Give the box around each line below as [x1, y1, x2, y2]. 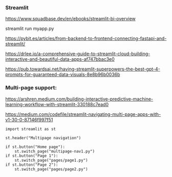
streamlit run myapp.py [5, 26, 54, 32]
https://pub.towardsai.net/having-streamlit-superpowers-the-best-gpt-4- [5, 66, 160, 72]
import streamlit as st [5, 127, 56, 132]
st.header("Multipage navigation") [5, 135, 81, 140]
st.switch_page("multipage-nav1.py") [14, 148, 95, 154]
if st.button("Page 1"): [5, 153, 58, 158]
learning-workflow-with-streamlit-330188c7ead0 [5, 101, 109, 107]
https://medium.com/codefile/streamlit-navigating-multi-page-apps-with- [5, 111, 161, 117]
